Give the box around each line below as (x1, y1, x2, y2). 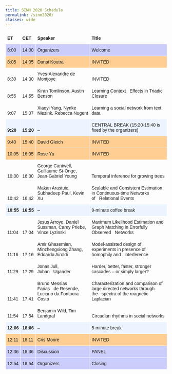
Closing (91, 361, 107, 367)
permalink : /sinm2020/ (5, 12, 54, 17)
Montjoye (37, 76, 56, 82)
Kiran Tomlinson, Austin (37, 88, 84, 94)
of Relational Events (91, 195, 135, 201)
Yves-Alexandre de (37, 71, 75, 77)
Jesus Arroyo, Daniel (37, 219, 79, 225)
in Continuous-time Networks (91, 190, 149, 196)
